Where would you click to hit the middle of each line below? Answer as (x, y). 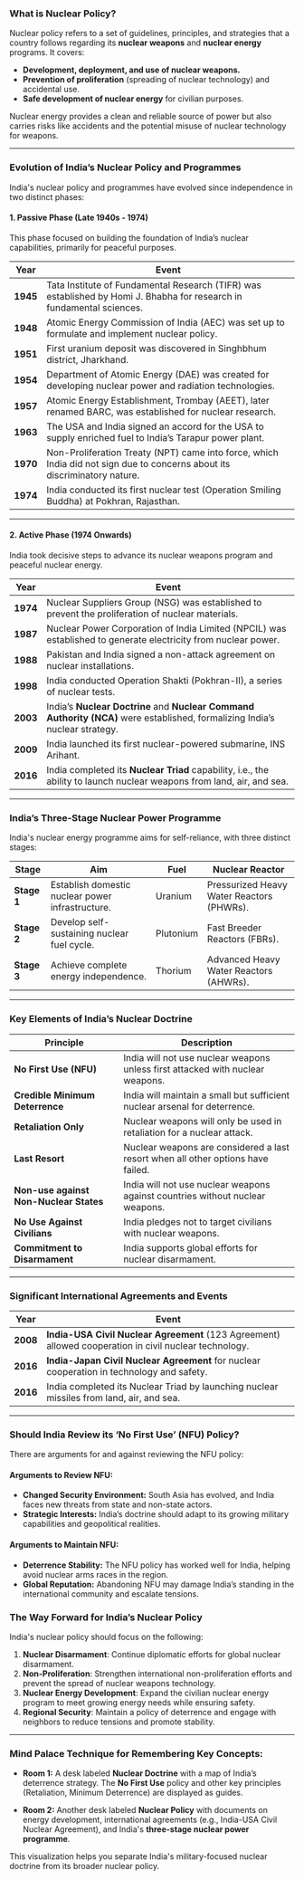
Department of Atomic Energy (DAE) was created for (158, 374)
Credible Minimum (54, 1095)
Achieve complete (89, 965)
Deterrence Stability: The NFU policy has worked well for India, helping (157, 1565)
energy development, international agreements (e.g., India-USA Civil (150, 1820)
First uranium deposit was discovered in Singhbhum (157, 348)
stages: (24, 847)
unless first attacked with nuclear (194, 1069)
